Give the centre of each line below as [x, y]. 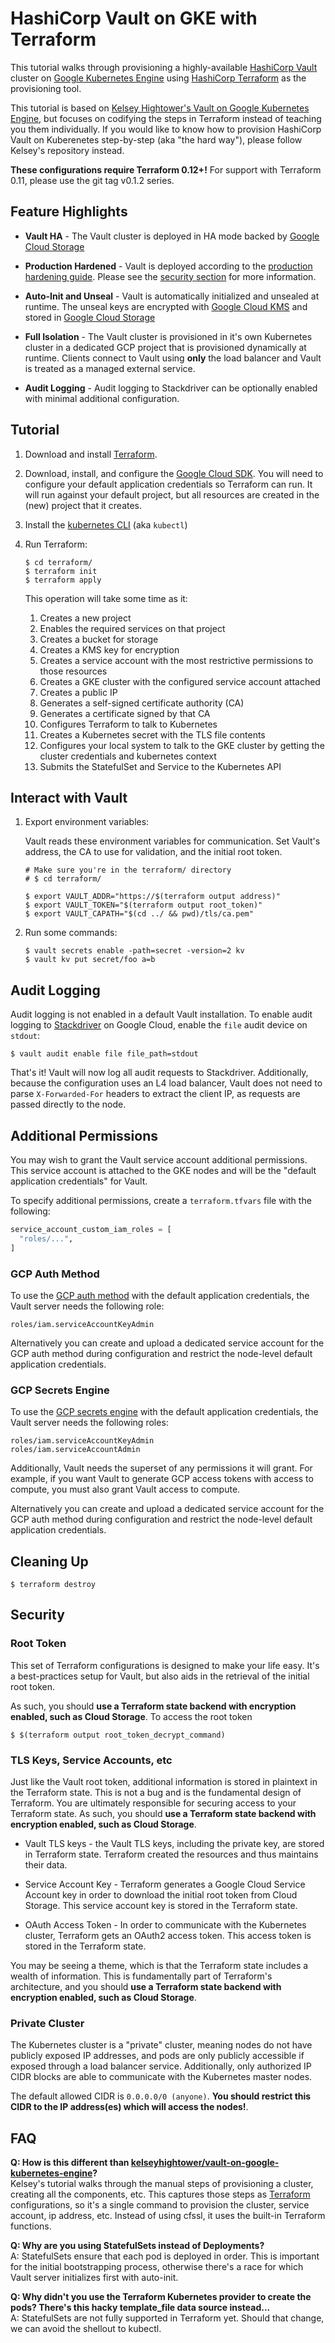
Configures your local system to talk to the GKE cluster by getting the [182, 745]
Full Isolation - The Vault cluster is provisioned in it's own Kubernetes [168, 336]
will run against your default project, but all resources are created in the [172, 494]
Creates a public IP [78, 692]
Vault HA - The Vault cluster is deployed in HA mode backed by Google [172, 236]
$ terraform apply [63, 580]
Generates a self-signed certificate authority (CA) [142, 703]
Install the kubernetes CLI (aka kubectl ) [106, 524]
